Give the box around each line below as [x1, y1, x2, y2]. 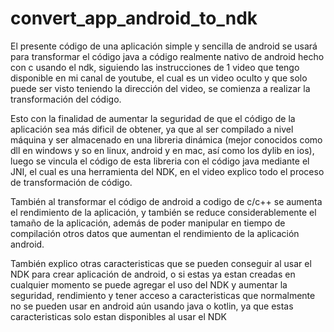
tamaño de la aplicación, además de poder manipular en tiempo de [10, 217, 286, 229]
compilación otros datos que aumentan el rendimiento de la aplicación [10, 227, 300, 239]
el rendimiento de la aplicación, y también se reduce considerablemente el [10, 206, 317, 218]
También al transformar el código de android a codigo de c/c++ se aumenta [10, 195, 323, 207]
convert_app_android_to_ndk [10, 7, 258, 30]
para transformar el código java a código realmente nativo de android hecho [10, 50, 325, 62]
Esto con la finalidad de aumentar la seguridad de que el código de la [10, 112, 296, 124]
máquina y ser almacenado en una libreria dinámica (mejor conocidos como [10, 133, 323, 146]
